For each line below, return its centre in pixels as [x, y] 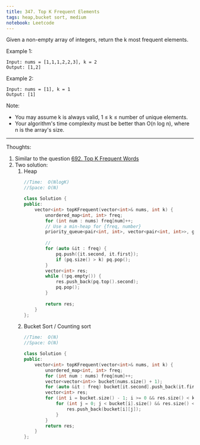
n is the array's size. [39, 130]
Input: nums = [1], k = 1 [38, 89]
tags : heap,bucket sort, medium [46, 17]
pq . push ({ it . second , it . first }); [97, 254]
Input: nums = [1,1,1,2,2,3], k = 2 [51, 62]
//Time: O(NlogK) [46, 183]
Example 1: [19, 51]
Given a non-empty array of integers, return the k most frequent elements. [97, 40]
